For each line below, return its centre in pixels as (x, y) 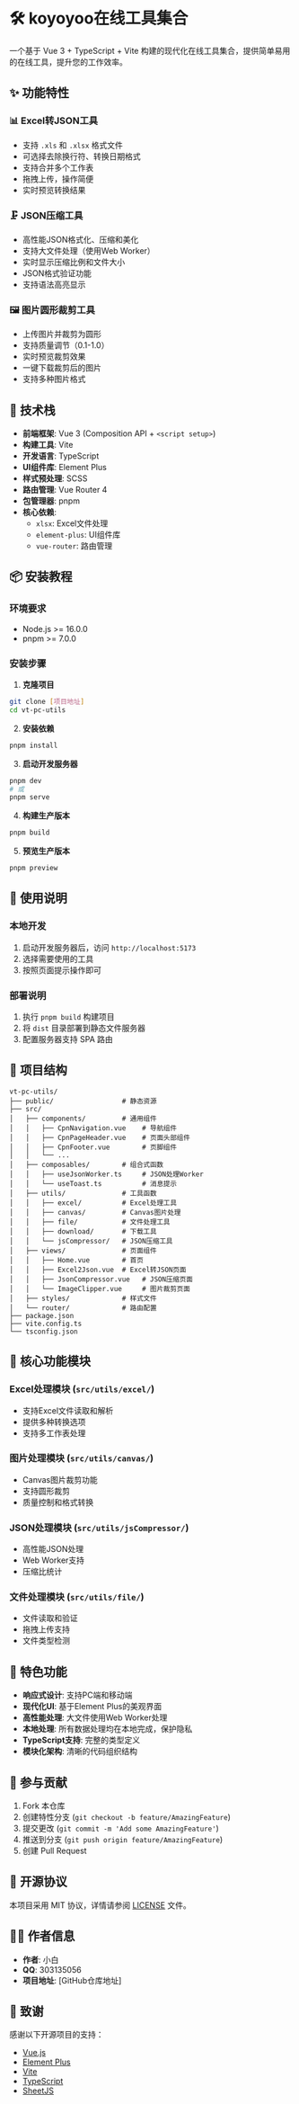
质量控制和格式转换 (58, 1502)
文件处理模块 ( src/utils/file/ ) (77, 1597)
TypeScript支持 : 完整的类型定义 (81, 1740)
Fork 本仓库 (44, 1806)
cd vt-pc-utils (38, 710)
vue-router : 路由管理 (74, 546)
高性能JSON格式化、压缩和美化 (80, 239)
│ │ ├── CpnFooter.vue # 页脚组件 (93, 1147)
